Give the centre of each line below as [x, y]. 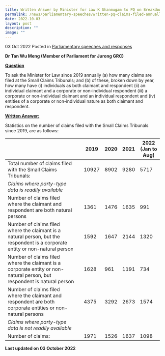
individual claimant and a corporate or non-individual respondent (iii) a [76, 91]
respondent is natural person [41, 282]
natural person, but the [34, 237]
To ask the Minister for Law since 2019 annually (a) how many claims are [79, 75]
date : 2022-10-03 [23, 19]
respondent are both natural [40, 210]
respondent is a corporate [38, 243]
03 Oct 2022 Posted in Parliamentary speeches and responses [69, 46]
